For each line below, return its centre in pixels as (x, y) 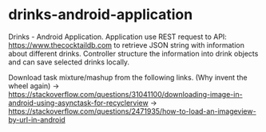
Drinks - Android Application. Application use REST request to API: (118, 37)
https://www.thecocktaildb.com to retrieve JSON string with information (127, 45)
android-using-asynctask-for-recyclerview (79, 103)
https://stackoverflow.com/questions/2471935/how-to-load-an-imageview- (133, 111)
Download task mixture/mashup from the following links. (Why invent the (128, 77)
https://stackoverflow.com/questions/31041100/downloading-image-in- (125, 94)
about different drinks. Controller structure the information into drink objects (133, 53)
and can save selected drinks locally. (69, 62)
